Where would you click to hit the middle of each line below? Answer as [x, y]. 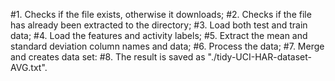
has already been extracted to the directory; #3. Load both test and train [159, 25]
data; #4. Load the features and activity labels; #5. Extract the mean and [159, 35]
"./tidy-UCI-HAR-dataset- [259, 57]
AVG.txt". [29, 67]
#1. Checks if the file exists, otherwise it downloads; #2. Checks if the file [161, 14]
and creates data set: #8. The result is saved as [108, 57]
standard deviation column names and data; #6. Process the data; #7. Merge [167, 46]
